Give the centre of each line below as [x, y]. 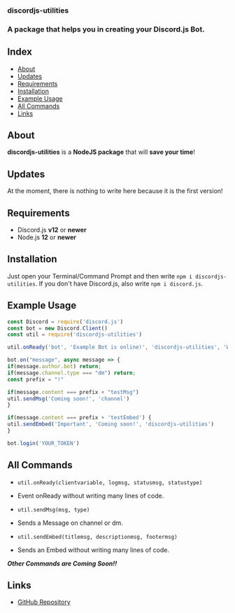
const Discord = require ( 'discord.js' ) [65, 322]
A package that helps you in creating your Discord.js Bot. [106, 29]
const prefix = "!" [36, 379]
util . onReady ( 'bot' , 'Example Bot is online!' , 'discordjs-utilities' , [114, 347]
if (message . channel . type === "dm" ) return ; [72, 373]
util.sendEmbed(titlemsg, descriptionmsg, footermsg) [97, 537]
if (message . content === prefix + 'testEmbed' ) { [79, 418]
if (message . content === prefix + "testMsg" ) [73, 392]
